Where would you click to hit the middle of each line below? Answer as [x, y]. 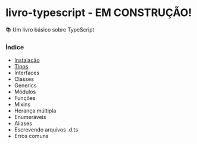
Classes [24, 79]
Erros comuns [31, 136]
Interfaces [27, 73]
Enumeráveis [30, 117]
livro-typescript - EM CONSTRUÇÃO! [99, 13]
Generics [25, 86]
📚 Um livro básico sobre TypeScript [50, 29]
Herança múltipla [35, 111]
